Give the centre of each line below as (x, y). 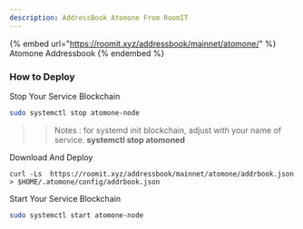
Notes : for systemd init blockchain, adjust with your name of (168, 130)
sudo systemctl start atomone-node (77, 215)
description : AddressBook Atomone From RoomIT (99, 18)
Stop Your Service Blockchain (65, 96)
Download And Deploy (51, 157)
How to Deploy (42, 76)
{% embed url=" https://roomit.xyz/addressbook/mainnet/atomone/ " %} (143, 43)
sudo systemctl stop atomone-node (75, 113)
